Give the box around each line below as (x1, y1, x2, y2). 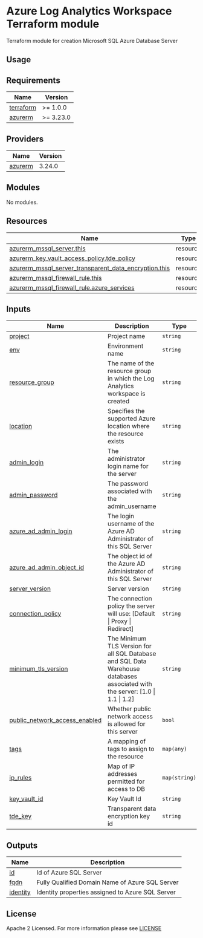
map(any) (162, 746, 187, 752)
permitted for (108, 777, 145, 786)
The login (108, 512, 135, 521)
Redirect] (108, 625, 134, 633)
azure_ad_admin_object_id (9, 564, 85, 572)
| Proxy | (108, 617, 132, 625)
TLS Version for (108, 642, 152, 651)
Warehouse (108, 665, 140, 673)
